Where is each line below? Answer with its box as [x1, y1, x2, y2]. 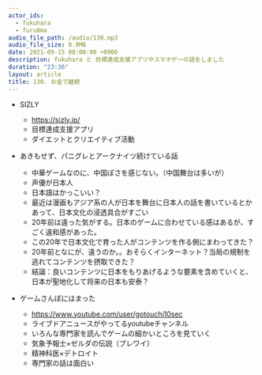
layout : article [8, 70, 62, 78]
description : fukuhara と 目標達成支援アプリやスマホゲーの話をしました [8, 56, 225, 64]
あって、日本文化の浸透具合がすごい [31, 207, 149, 217]
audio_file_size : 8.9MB [8, 41, 87, 49]
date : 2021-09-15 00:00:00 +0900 [8, 48, 118, 56]
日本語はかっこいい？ [31, 187, 101, 197]
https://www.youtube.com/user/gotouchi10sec [31, 309, 183, 319]
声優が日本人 [31, 177, 73, 187]
